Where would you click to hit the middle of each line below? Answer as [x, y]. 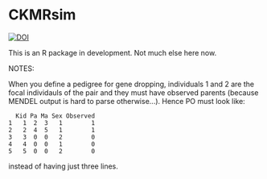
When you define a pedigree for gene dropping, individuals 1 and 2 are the [131, 84]
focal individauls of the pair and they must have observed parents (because [133, 92]
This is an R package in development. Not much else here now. [113, 52]
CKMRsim [42, 15]
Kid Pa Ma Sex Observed [55, 116]
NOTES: [21, 68]
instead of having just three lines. [64, 166]
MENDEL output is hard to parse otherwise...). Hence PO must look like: [127, 101]
